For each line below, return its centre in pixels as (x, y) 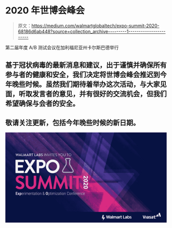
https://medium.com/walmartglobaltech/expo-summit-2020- (95, 26)
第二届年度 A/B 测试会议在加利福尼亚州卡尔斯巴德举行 (62, 47)
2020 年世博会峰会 (45, 11)
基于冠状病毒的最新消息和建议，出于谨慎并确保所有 (86, 65)
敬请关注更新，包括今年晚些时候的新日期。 (72, 123)
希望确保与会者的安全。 (42, 104)
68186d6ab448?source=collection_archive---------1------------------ (92, 31)
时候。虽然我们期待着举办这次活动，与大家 (93, 84)
